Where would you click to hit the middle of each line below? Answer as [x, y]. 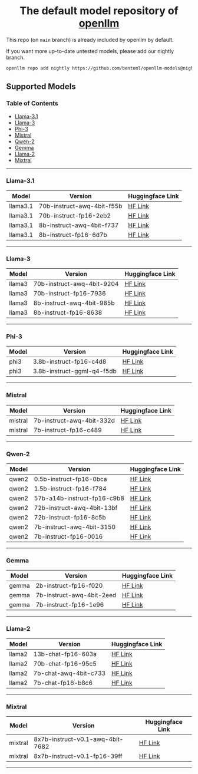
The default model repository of [99, 11]
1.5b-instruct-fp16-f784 [70, 489]
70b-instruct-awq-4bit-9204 [76, 284]
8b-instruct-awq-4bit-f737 [79, 225]
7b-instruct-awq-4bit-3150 [75, 527]
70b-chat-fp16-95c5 [65, 663]
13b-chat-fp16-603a [65, 654]
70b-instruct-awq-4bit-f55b [80, 206]
